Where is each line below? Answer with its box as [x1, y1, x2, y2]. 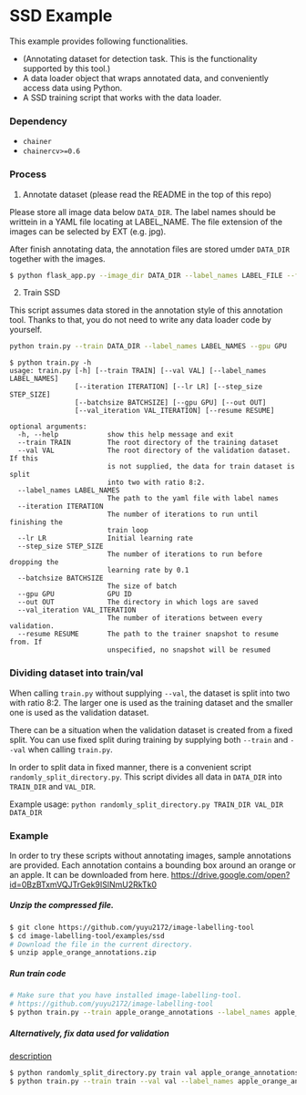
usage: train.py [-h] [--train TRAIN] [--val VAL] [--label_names [9, 367, 267, 376]
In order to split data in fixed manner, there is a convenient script [9, 761, 252, 772]
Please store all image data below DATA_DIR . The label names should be [9, 206, 276, 217]
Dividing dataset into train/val [9, 666, 144, 679]
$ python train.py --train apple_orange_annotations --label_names [9, 1008, 271, 1018]
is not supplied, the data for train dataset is [107, 462, 296, 471]
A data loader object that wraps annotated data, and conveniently [22, 72, 269, 83]
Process [9, 168, 47, 181]
